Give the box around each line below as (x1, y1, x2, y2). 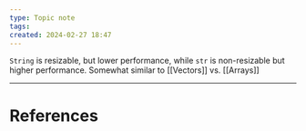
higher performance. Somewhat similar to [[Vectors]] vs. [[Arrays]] (9, 65, 260, 76)
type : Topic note (9, 13, 76, 23)
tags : (9, 22, 30, 31)
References (9, 106, 98, 126)
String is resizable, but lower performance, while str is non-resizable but (9, 55, 285, 66)
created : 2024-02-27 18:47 (9, 30, 112, 39)
